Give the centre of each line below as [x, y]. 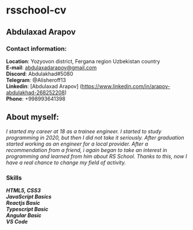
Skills [14, 178]
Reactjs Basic [23, 202]
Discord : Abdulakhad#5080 [39, 73]
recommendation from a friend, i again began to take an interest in [87, 150]
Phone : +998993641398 [36, 99]
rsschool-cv [36, 10]
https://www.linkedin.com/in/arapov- [126, 86]
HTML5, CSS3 [23, 190]
